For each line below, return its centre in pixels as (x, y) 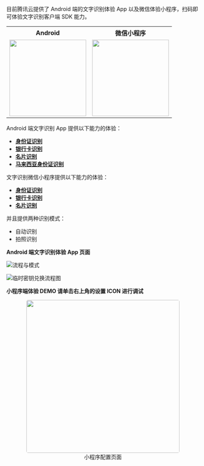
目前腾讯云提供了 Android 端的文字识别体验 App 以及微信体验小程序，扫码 (100, 9)
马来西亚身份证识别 (40, 164)
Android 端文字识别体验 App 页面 (48, 252)
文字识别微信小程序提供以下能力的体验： (57, 177)
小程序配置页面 (103, 457)
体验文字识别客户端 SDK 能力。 (51, 17)
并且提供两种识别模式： (36, 218)
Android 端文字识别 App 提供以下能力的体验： (64, 128)
